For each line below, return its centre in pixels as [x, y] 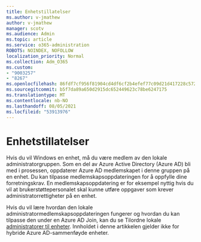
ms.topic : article [29, 39]
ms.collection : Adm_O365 [37, 62]
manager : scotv [25, 28]
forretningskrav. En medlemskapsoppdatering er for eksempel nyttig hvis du [100, 183]
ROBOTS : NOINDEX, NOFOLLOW [40, 51]
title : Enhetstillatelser [38, 12]
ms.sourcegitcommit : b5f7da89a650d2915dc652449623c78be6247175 [87, 90]
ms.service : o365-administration [48, 45]
